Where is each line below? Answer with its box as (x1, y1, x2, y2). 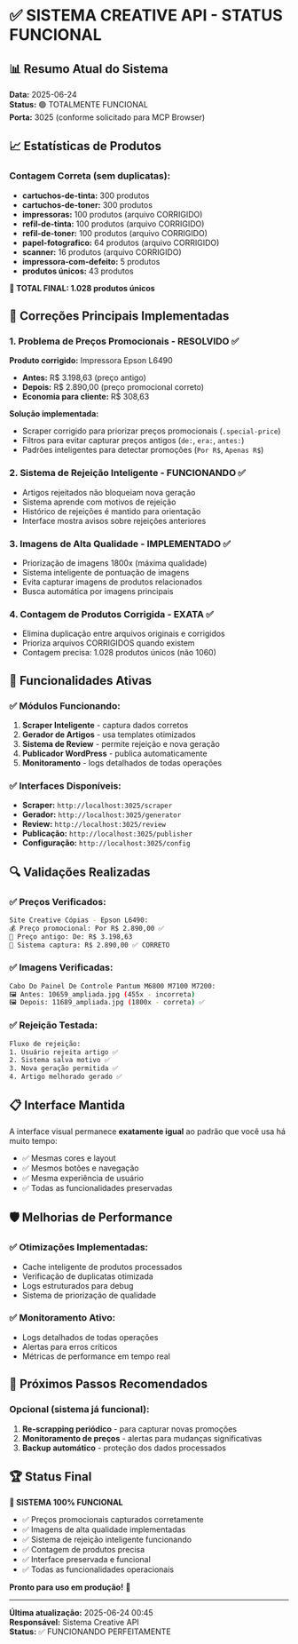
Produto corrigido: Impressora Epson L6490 (9, 355, 173, 366)
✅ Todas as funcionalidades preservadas (21, 1182, 173, 1193)
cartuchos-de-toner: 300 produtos (21, 199, 153, 210)
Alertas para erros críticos (21, 1341, 118, 1352)
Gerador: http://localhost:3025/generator (21, 809, 182, 820)
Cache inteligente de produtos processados (21, 1261, 183, 1272)
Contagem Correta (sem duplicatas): (9, 170, 171, 182)
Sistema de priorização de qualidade (21, 1290, 157, 1300)
